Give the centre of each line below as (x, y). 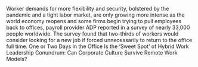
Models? (17, 59)
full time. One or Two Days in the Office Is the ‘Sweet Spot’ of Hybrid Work (98, 46)
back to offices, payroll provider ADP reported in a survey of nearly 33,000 (98, 27)
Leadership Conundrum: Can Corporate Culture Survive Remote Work (92, 52)
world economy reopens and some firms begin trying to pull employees (94, 21)
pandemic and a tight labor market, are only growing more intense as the (95, 15)
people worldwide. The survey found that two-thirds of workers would (92, 34)
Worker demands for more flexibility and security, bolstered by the (88, 9)
